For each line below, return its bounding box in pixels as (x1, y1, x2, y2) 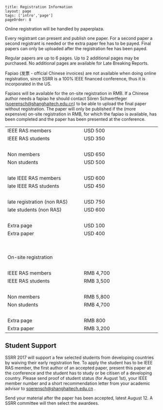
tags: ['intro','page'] (5, 13, 53, 18)
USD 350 (84, 135, 105, 142)
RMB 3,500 (84, 278, 110, 284)
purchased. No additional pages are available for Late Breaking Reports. (5, 60, 149, 66)
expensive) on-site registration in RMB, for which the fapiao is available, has (5, 111, 157, 117)
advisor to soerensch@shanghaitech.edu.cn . (5, 385, 96, 391)
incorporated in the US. (5, 81, 52, 87)
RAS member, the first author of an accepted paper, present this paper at (5, 365, 151, 371)
